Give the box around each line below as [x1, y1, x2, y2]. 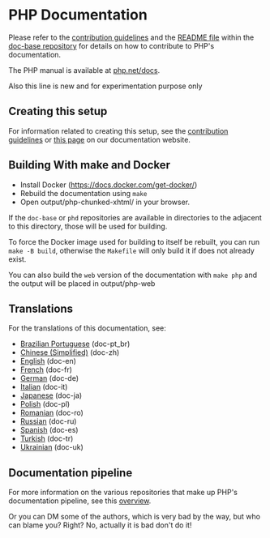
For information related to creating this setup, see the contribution [8, 126, 229, 135]
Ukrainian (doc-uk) [19, 442, 84, 452]
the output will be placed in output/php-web [8, 278, 156, 288]
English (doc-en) [19, 357, 77, 366]
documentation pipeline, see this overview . [8, 496, 152, 506]
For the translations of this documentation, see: [8, 323, 166, 333]
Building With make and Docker [8, 158, 171, 172]
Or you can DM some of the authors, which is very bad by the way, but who [8, 512, 261, 522]
